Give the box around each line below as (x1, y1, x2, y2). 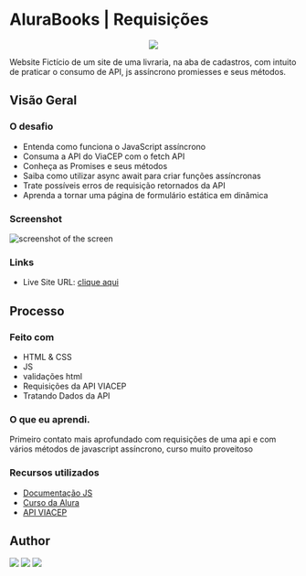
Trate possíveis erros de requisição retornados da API (22, 179, 226, 191)
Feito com (9, 330, 55, 343)
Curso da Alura (22, 496, 80, 507)
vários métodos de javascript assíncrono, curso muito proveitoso (9, 443, 254, 454)
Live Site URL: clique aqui (22, 277, 119, 288)
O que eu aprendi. (9, 412, 90, 425)
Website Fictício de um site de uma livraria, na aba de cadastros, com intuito (9, 56, 297, 68)
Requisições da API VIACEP (22, 380, 127, 391)
